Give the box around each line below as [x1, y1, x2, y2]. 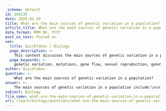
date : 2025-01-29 [5, 16, 41, 21]
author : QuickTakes [5, 67, 45, 72]
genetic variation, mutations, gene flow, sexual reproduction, [14, 62, 149, 67]
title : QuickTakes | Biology [9, 44, 70, 49]
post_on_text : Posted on [5, 35, 56, 40]
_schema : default [5, 7, 41, 12]
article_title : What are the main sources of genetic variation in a [5, 26, 152, 30]
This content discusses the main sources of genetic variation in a [14, 53, 158, 58]
